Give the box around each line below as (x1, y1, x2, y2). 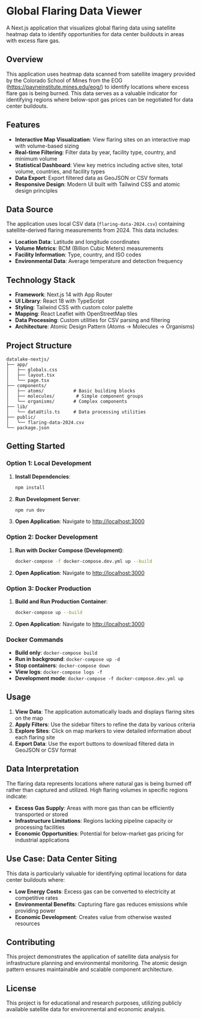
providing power (14, 907, 56, 914)
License (6, 983, 37, 994)
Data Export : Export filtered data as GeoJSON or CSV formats (14, 174, 169, 181)
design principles (14, 187, 58, 194)
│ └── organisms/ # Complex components (6, 398, 128, 404)
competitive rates (14, 894, 58, 901)
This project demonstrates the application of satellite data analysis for (6, 953, 179, 961)
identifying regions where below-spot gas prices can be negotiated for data (6, 96, 194, 103)
